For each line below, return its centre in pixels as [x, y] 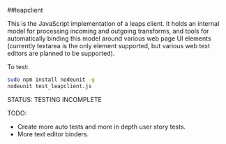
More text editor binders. [53, 134]
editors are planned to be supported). [61, 53]
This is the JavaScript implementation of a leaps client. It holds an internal [113, 23]
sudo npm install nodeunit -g [51, 80]
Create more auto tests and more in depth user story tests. [101, 127]
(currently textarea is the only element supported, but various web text [109, 46]
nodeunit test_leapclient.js [50, 86]
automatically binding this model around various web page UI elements [109, 38]
